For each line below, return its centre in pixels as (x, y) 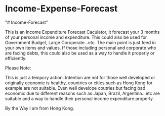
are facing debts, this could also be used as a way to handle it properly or (80, 53)
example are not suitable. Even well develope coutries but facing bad (75, 88)
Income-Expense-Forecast (61, 9)
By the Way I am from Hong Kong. (40, 108)
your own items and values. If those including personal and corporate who (81, 48)
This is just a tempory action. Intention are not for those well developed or (80, 77)
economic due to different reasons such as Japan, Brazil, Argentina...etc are (82, 93)
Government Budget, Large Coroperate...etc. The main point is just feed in (81, 42)
